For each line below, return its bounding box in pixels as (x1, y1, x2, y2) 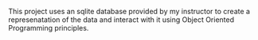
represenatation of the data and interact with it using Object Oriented (8, 15, 235, 24)
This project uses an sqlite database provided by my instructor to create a (8, 7, 251, 16)
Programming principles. (8, 24, 89, 32)
